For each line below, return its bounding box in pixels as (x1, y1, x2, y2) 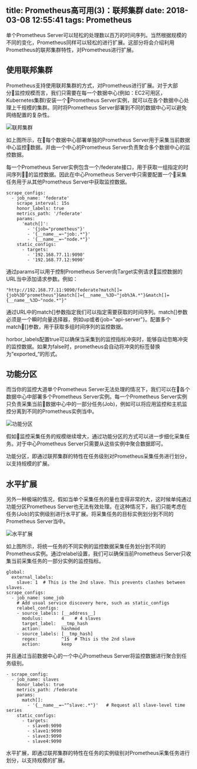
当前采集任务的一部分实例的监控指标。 (11, 558, 104, 565)
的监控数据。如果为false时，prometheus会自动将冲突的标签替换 (6, 343, 161, 350)
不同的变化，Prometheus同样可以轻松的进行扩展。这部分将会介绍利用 (6, 39, 175, 46)
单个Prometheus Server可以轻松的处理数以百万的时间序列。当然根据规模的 (6, 31, 187, 38)
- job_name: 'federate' (11, 195, 69, 201)
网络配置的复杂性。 (6, 111, 53, 118)
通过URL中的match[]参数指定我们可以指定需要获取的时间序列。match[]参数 (6, 308, 188, 315)
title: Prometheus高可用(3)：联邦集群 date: (6, 5, 165, 16)
